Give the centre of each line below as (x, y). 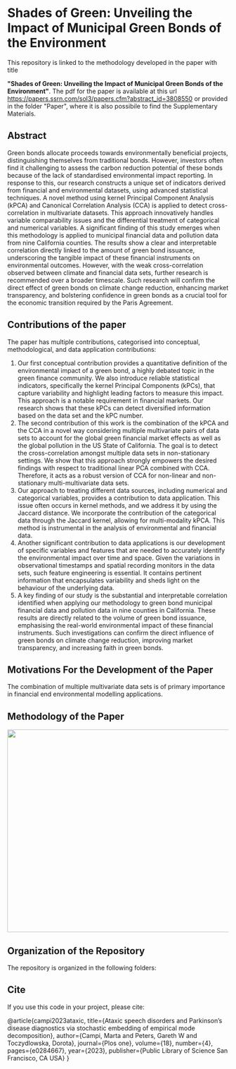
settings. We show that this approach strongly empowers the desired (117, 460)
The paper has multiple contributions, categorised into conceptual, (104, 342)
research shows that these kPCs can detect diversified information (114, 408)
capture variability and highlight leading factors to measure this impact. (120, 393)
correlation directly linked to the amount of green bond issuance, (101, 250)
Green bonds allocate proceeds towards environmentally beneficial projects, (118, 152)
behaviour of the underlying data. (66, 587)
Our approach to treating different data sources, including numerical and (122, 490)
